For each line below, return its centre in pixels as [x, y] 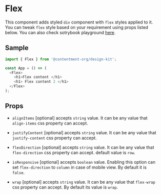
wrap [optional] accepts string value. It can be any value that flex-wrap [84, 182]
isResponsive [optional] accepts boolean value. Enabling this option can [84, 162]
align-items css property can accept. [50, 123]
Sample [17, 48]
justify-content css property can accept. [54, 138]
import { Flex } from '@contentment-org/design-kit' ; [61, 59]
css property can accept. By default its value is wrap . [65, 187]
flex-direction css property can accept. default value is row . [74, 152]
